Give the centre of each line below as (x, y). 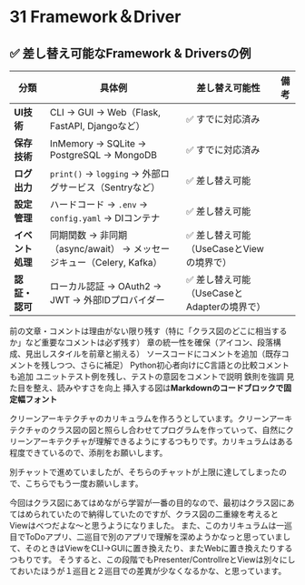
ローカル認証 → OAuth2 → (106, 286)
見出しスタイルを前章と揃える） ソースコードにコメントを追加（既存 (153, 353)
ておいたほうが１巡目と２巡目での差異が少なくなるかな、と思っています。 (148, 571)
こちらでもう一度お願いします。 (84, 483)
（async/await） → (90, 249)
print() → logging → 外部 (105, 174)
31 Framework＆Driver (95, 17)
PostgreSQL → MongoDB (103, 155)
